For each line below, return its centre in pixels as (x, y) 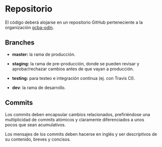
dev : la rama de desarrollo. (39, 88)
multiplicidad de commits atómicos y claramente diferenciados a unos (75, 119)
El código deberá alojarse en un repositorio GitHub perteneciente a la (74, 22)
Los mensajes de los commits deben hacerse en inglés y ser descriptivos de (81, 134)
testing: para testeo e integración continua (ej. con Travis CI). (74, 78)
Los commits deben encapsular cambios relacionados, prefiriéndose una (78, 114)
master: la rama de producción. (44, 54)
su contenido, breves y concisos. (38, 139)
